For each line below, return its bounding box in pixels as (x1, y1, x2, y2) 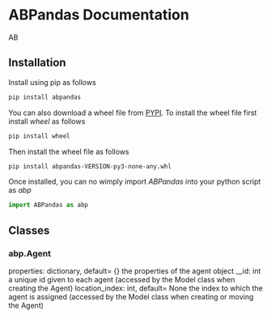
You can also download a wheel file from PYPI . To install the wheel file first (8, 108, 257, 117)
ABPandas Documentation (8, 6, 190, 24)
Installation (8, 56, 66, 70)
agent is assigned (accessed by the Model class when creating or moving (8, 291, 254, 301)
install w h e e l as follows (8, 116, 86, 126)
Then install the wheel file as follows (8, 146, 129, 156)
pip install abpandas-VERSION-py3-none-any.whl (8, 162, 172, 171)
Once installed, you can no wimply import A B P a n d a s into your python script (8, 176, 261, 187)
